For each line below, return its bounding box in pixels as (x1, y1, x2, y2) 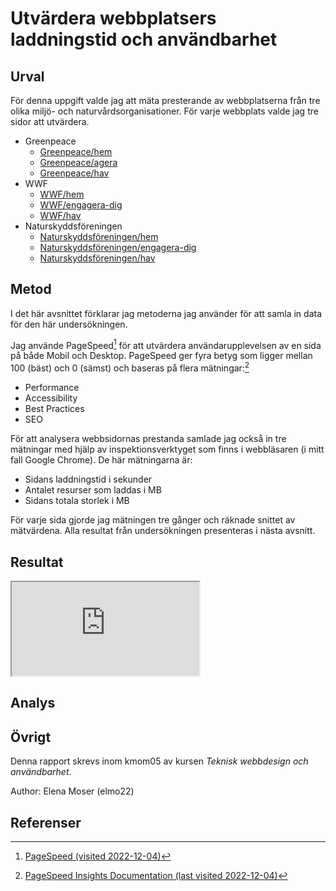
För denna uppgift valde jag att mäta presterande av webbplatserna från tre (10, 95, 321, 106)
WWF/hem (39, 188, 85, 200)
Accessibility (24, 392, 78, 404)
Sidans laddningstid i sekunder (24, 473, 153, 486)
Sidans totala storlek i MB (24, 495, 130, 507)
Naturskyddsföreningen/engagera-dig (39, 242, 197, 253)
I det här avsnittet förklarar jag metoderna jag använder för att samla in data (10, 307, 322, 319)
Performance (24, 382, 80, 394)
